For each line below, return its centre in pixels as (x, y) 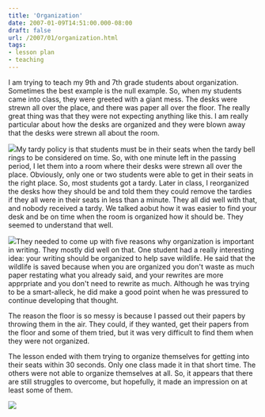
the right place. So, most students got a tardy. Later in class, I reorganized (129, 182)
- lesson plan (32, 52)
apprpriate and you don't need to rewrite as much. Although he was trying (129, 283)
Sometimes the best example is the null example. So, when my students (125, 90)
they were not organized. (49, 341)
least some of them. (41, 390)
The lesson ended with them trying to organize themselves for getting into (129, 356)
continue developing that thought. (63, 300)
